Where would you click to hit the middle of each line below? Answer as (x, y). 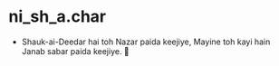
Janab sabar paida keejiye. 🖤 (76, 51)
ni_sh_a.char (57, 17)
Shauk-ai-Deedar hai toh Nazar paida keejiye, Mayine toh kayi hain (146, 42)
